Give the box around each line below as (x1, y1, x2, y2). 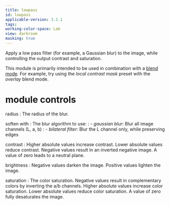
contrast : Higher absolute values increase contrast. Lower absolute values (5, 141, 163, 147)
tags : (5, 21, 17, 27)
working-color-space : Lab (5, 27, 60, 32)
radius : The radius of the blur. (5, 111, 69, 117)
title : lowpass (5, 7, 38, 13)
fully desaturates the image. (5, 193, 64, 199)
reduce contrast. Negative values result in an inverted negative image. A (5, 146, 157, 153)
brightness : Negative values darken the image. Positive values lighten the (5, 162, 161, 168)
